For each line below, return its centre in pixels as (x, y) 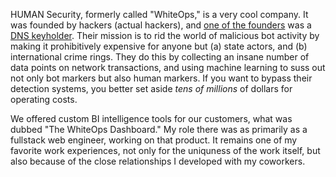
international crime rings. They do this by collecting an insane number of (160, 57)
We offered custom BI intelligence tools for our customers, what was (151, 118)
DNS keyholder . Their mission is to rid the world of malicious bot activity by (165, 35)
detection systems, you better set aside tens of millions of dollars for (151, 88)
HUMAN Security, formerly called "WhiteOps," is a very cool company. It (159, 14)
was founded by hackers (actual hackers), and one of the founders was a (161, 25)
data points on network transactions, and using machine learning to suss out (168, 67)
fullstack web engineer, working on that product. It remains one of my (154, 140)
